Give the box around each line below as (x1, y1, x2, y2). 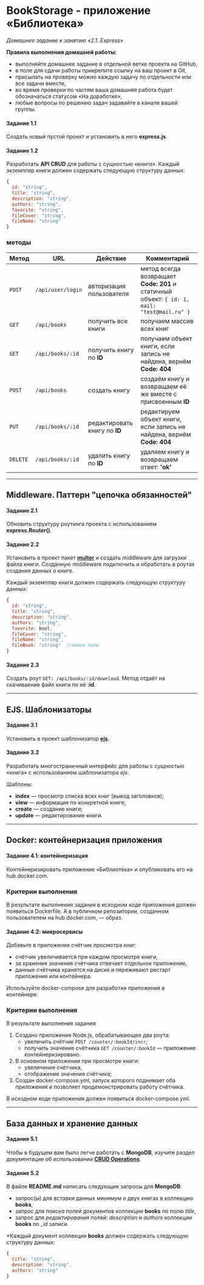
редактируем (140, 407, 180, 415)
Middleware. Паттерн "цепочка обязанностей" (6, 490, 192, 500)
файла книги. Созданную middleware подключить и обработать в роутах (6, 561, 195, 568)
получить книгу (87, 345, 134, 354)
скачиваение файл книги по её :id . (6, 681, 96, 688)
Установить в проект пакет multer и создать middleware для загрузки (6, 554, 187, 561)
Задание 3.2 (6, 749, 39, 756)
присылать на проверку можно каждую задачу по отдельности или (15, 73, 192, 80)
